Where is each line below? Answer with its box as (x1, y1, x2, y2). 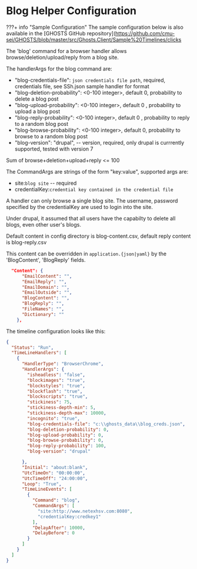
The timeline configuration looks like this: (6, 328, 106, 335)
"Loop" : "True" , (21, 481, 62, 487)
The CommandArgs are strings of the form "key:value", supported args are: (6, 168, 189, 175)
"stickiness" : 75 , (27, 399, 72, 405)
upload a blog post (14, 108, 61, 115)
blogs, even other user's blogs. (6, 221, 81, 228)
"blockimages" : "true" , (27, 377, 85, 383)
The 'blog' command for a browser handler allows (6, 47, 127, 54)
